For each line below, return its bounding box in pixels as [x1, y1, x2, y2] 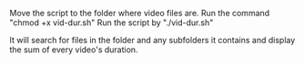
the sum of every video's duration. [9, 44, 138, 55]
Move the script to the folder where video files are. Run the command [9, 8, 270, 18]
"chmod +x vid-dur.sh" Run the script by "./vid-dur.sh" [9, 17, 214, 28]
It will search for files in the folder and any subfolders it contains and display [9, 35, 296, 45]
